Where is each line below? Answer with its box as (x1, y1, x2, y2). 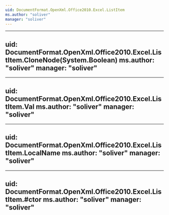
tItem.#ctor (5, 195, 42, 204)
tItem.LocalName (5, 149, 61, 158)
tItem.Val (5, 102, 35, 111)
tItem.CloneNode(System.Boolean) (5, 56, 118, 64)
